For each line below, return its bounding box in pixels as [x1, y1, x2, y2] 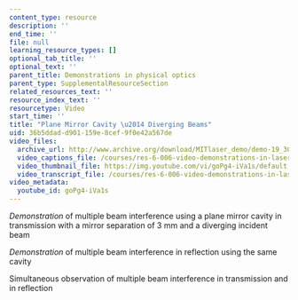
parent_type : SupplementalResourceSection [9, 79, 169, 88]
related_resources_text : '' [9, 87, 114, 96]
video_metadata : [9, 178, 69, 187]
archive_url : [17, 145, 66, 154]
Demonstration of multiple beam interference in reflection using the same [9, 247, 278, 257]
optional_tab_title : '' [9, 54, 98, 63]
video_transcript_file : [17, 170, 105, 178]
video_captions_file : [17, 153, 98, 162]
